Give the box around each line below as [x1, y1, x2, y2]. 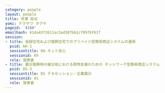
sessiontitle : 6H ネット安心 [9, 48, 66, 53]
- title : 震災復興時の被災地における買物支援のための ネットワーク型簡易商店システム [5, 62, 160, 67]
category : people [5, 7, 41, 12]
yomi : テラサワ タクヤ [5, 21, 47, 26]
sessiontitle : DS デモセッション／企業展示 [9, 71, 92, 76]
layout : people [5, 12, 37, 17]
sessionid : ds [9, 76, 39, 81]
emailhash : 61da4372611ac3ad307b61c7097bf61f [5, 30, 101, 35]
